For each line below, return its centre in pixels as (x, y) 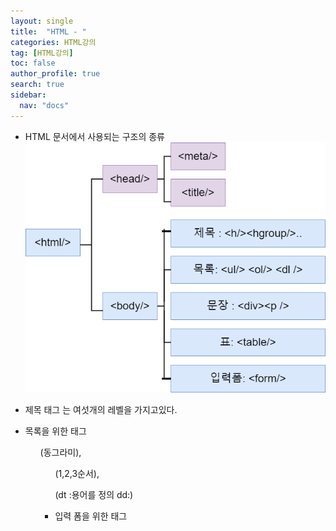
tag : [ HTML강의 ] (42, 53)
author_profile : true (55, 74)
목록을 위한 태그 (55, 431)
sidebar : (28, 95)
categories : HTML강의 (53, 42)
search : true (37, 85)
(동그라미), (60, 452)
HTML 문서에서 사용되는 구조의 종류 (94, 136)
